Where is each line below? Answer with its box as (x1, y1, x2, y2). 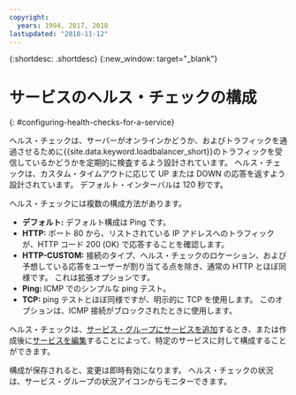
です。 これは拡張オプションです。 (29, 272, 155, 283)
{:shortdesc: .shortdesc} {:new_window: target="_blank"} (9, 54, 218, 65)
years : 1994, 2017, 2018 (17, 21, 109, 30)
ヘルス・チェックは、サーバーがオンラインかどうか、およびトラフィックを (9, 135, 280, 146)
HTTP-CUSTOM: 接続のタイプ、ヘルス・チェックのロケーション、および (21, 250, 287, 261)
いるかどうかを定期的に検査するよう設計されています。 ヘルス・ (32, 157, 266, 168)
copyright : (9, 12, 49, 22)
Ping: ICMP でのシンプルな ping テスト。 (21, 284, 171, 294)
